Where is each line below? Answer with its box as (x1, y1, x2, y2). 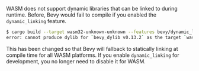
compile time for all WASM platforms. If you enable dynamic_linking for (6, 51, 179, 59)
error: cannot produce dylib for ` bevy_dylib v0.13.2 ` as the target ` (6, 34, 187, 40)
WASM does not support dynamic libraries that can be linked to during (6, 5, 178, 12)
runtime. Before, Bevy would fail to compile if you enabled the (6, 11, 157, 18)
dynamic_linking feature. (6, 18, 67, 24)
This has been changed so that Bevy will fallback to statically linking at (6, 45, 178, 52)
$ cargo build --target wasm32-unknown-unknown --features (6, 29, 155, 35)
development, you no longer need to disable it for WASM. (6, 57, 146, 64)
